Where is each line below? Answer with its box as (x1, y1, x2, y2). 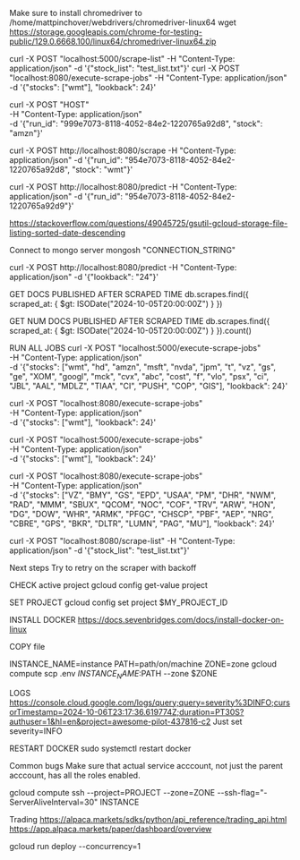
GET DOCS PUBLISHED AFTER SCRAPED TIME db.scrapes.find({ (9, 289, 249, 299)
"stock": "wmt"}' (71, 165, 133, 175)
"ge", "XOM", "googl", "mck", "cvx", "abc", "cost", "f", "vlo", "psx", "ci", (9, 371, 270, 381)
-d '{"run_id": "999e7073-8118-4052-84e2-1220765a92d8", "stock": (9, 118, 263, 129)
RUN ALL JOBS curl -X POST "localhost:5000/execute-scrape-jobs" (9, 343, 261, 353)
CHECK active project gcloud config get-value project (9, 580, 209, 590)
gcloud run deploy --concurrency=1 (9, 840, 141, 851)
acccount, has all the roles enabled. (9, 770, 141, 780)
